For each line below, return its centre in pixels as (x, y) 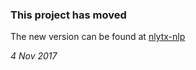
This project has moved (68, 15)
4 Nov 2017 (34, 56)
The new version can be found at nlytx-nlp (98, 37)
